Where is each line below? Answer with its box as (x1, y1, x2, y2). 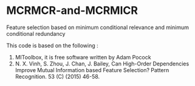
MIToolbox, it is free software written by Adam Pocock (15, 53, 151, 61)
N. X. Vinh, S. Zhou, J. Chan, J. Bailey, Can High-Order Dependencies (15, 60, 190, 67)
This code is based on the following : (6, 42, 98, 49)
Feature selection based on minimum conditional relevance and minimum (6, 24, 190, 31)
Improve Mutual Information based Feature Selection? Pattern (15, 66, 169, 73)
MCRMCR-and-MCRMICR (6, 4, 139, 18)
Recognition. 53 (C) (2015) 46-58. (15, 73, 100, 80)
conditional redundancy (6, 30, 66, 37)
